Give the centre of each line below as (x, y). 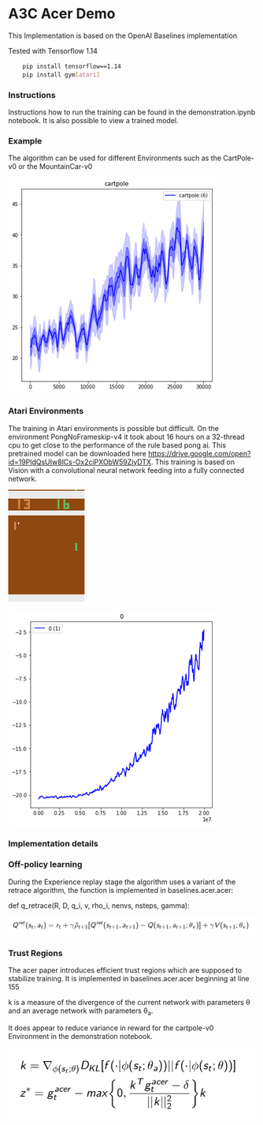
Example (25, 141)
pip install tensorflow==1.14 (72, 66)
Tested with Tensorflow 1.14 (53, 51)
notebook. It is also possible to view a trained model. (93, 120)
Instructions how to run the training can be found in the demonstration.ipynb (132, 112)
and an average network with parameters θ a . (81, 1011)
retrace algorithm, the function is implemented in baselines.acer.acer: (121, 890)
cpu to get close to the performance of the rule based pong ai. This (117, 445)
